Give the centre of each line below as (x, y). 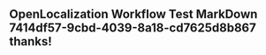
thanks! (31, 41)
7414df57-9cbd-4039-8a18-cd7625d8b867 (133, 28)
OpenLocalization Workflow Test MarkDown (133, 14)
